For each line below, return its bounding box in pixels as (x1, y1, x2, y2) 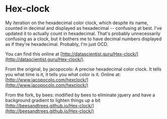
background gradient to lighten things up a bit (5, 97, 101, 103)
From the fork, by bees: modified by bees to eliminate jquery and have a (5, 92, 155, 98)
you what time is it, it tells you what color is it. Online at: (5, 71, 121, 77)
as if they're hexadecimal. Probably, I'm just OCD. (5, 41, 109, 47)
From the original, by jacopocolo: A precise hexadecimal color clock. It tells (5, 66, 162, 72)
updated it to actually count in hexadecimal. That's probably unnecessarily (5, 30, 161, 36)
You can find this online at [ (5, 51, 62, 57)
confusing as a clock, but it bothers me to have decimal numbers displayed (5, 36, 162, 42)
